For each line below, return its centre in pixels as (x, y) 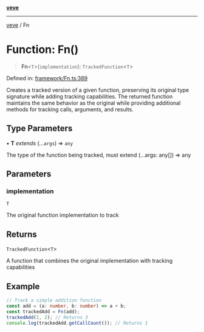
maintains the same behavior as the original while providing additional (93, 103)
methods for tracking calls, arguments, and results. (70, 109)
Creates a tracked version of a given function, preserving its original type (98, 90)
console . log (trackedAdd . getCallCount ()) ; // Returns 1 (77, 323)
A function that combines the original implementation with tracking (90, 261)
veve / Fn (18, 25)
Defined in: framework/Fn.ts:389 (47, 78)
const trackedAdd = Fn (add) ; (43, 311)
